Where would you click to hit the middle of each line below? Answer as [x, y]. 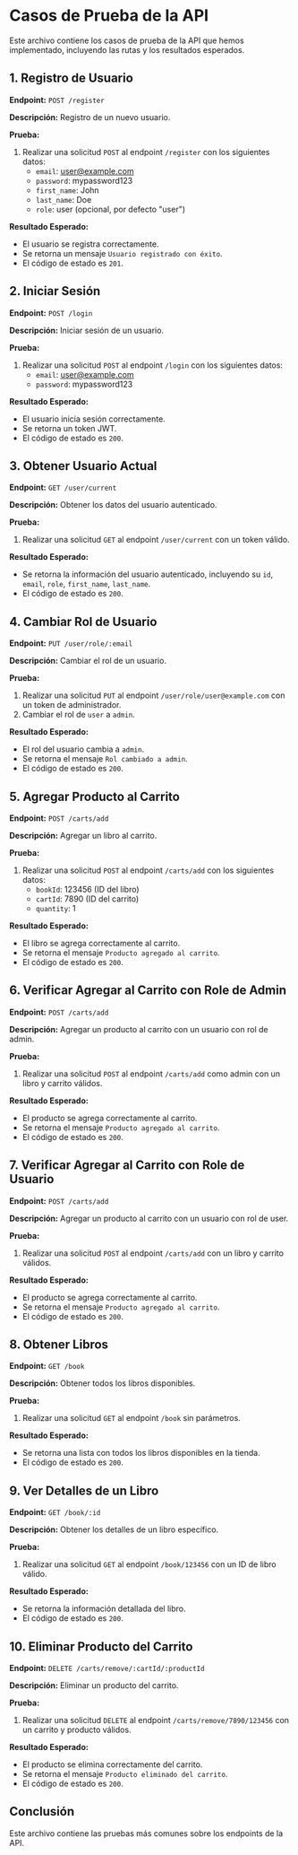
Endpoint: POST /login [51, 313]
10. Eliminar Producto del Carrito [101, 1646]
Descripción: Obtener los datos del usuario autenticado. [113, 505]
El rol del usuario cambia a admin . [83, 749]
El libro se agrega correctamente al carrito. [101, 943]
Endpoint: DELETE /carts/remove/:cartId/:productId [107, 1668]
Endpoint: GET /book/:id [55, 1512]
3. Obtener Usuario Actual [83, 466]
